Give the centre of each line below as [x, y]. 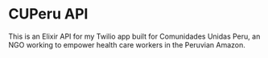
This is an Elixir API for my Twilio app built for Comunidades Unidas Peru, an [134, 36]
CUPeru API [48, 14]
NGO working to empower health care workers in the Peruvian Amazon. [127, 44]
